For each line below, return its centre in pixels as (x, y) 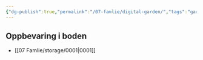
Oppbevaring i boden (46, 36)
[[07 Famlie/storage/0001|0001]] (55, 50)
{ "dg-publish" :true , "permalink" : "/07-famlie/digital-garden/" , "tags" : (97, 12)
